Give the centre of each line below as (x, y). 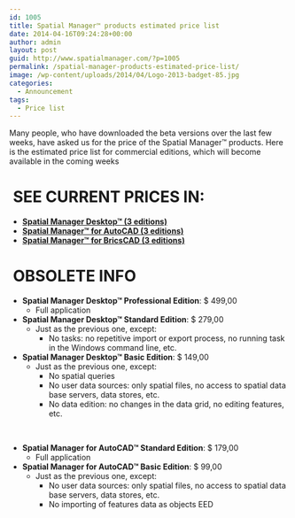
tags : (19, 100)
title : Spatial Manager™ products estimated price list (114, 26)
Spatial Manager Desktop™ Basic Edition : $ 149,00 (116, 357)
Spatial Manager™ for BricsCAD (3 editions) (103, 241)
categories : (31, 83)
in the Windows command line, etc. (113, 348)
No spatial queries (82, 376)
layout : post (33, 50)
